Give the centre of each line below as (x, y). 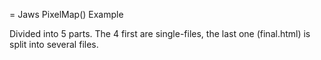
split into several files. (54, 44)
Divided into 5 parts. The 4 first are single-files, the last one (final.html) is (160, 33)
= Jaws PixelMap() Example (66, 14)
